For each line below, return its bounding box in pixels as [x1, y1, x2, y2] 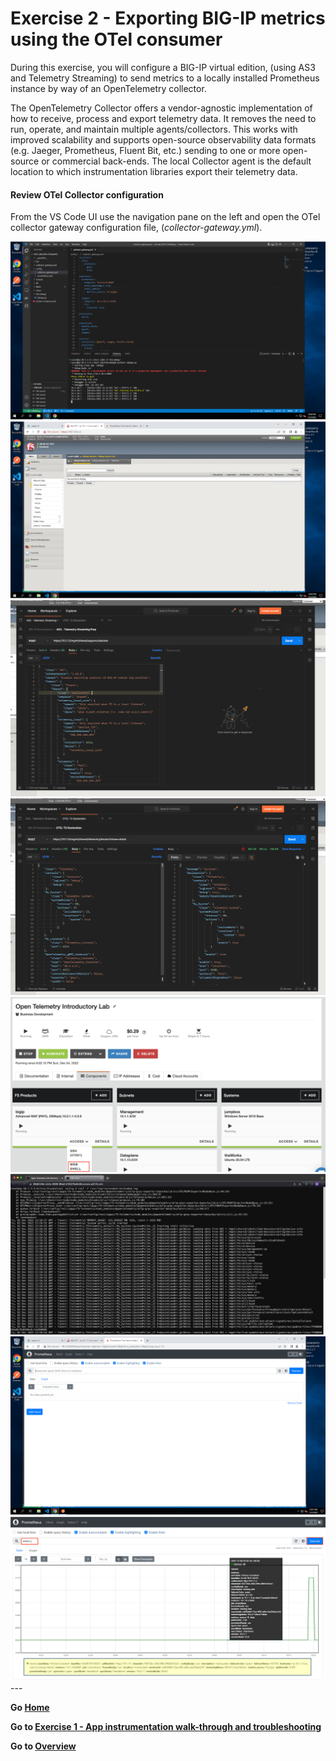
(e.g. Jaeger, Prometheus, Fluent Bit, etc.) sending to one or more [10, 144, 281, 156]
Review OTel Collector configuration [10, 188, 164, 201]
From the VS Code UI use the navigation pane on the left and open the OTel [10, 211, 321, 223]
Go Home [10, 1701, 50, 1713]
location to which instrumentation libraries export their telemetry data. [10, 165, 298, 177]
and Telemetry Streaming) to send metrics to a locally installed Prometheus [10, 72, 320, 84]
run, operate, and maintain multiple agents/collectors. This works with [10, 123, 298, 135]
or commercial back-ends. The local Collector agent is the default [41, 155, 312, 167]
